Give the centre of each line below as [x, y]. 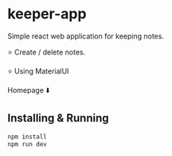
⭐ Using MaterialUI [38, 71]
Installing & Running [58, 118]
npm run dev [27, 144]
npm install [27, 137]
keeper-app [47, 14]
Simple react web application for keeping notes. [86, 36]
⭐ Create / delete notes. [47, 52]
